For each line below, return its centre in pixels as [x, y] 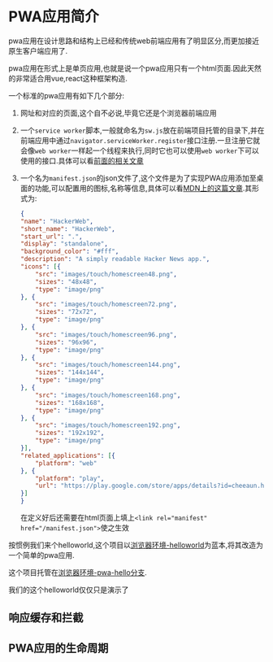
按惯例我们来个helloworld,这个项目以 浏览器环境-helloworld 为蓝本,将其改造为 [136, 545]
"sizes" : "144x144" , [70, 372]
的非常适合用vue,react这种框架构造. [68, 78]
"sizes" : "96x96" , [66, 342]
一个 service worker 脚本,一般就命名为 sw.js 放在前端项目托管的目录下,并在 [142, 130]
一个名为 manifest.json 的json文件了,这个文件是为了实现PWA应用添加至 [138, 178]
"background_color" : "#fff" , [69, 252]
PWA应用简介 [54, 17]
